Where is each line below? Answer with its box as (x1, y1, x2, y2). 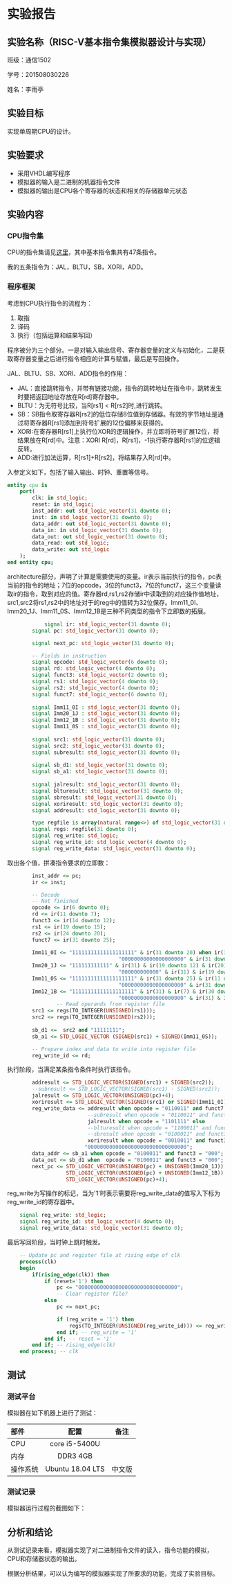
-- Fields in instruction (32, 652, 107, 659)
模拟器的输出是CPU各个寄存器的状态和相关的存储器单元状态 (17, 186, 188, 195)
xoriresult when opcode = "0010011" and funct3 (87, 1137, 227, 1144)
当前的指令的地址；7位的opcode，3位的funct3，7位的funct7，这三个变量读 (7, 581, 222, 589)
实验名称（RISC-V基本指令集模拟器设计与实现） (7, 36, 212, 48)
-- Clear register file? (56, 1290, 128, 1298)
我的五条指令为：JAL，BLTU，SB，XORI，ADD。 (7, 263, 147, 271)
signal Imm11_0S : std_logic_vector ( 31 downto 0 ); (32, 723, 181, 730)
